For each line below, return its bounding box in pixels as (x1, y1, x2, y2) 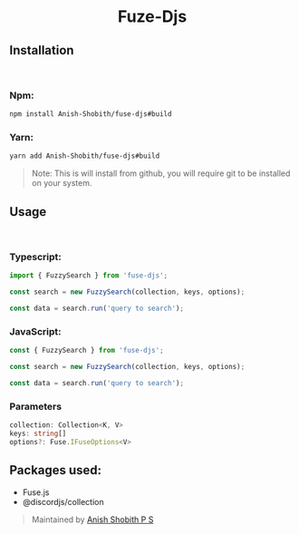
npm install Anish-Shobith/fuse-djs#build (9, 110, 172, 119)
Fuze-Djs (117, 6, 188, 27)
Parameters (9, 400, 62, 413)
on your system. (31, 178, 92, 189)
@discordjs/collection (22, 496, 104, 507)
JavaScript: (9, 325, 62, 337)
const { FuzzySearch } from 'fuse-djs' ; (9, 346, 165, 355)
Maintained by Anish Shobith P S (31, 514, 154, 525)
